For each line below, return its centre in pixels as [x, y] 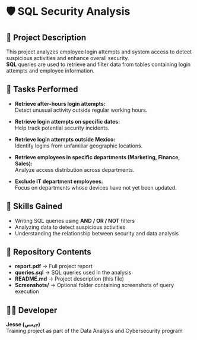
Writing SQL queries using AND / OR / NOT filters [75, 221]
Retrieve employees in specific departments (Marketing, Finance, [97, 157]
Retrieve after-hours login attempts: [60, 103]
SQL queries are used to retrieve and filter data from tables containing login [99, 64]
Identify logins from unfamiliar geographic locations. [79, 146]
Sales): [24, 163]
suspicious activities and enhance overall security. [68, 58]
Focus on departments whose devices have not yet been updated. [96, 187]
